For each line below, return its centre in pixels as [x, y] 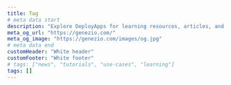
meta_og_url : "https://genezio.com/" [62, 33]
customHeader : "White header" [51, 52]
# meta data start [34, 20]
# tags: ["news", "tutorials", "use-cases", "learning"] [91, 64]
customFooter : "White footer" [51, 58]
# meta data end [30, 45]
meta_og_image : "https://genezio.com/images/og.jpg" [85, 39]
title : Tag [23, 13]
